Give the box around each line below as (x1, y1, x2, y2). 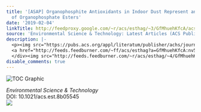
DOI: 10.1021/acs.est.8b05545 (6, 93, 80, 100)
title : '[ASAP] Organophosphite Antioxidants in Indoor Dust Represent (6, 8, 188, 15)
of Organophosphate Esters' (11, 14, 82, 20)
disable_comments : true (6, 58, 66, 64)
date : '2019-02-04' (6, 20, 55, 26)
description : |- (6, 36, 47, 42)
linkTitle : (6, 25, 33, 32)
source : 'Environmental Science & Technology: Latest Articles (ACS (6, 31, 181, 37)
